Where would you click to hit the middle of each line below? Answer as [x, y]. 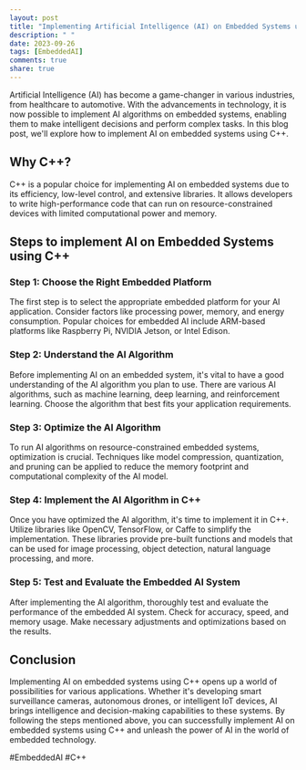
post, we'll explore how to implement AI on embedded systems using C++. [149, 133]
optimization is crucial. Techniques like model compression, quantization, [147, 456]
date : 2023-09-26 [42, 43]
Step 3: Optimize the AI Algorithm [85, 427]
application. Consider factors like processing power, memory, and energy [147, 312]
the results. [31, 631]
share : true [32, 69]
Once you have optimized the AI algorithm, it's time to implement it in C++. [149, 520]
